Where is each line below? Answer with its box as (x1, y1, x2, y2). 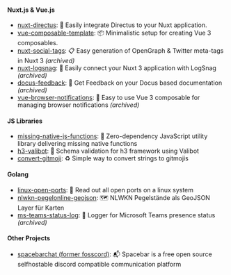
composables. (17, 39, 58, 47)
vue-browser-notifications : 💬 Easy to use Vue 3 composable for (17, 94, 200, 102)
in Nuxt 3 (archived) (17, 56, 75, 65)
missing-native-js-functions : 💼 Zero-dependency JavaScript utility (17, 132, 208, 140)
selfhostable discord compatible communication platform (17, 260, 182, 268)
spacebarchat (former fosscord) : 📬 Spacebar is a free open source (17, 250, 212, 258)
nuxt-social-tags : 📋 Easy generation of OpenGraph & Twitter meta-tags (17, 47, 224, 55)
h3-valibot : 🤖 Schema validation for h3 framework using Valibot (17, 147, 200, 156)
